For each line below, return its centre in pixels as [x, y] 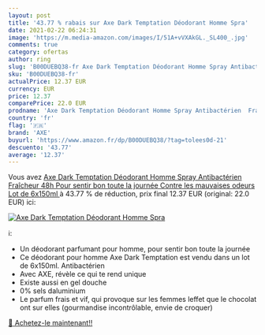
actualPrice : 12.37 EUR [47, 81]
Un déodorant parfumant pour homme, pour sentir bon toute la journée [135, 249]
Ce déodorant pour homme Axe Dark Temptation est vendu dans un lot [134, 258]
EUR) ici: [22, 203]
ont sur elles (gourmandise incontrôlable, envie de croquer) [116, 307]
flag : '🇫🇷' [28, 125]
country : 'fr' [32, 118]
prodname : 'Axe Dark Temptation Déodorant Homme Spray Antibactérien [125, 111]
